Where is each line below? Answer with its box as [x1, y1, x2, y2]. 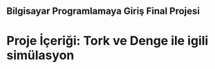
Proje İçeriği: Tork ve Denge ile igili [6, 33, 209, 49]
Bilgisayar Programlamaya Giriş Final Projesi [6, 5, 201, 17]
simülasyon [6, 47, 74, 63]
